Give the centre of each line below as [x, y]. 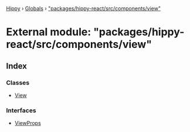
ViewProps [28, 123]
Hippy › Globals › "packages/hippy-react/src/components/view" [84, 8]
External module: [49, 32]
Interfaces [21, 110]
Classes [18, 82]
